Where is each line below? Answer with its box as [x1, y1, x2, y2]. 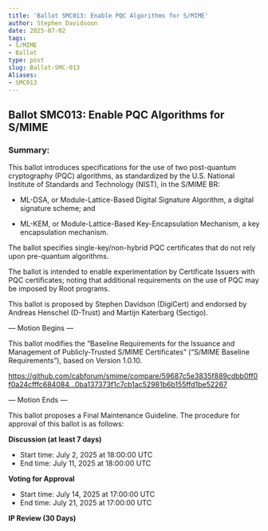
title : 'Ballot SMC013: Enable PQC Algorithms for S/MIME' [8, 11, 209, 20]
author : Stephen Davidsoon [8, 19, 98, 27]
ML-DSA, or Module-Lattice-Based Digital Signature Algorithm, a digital [19, 195, 254, 204]
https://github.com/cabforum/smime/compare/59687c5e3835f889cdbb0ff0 [8, 371, 258, 381]
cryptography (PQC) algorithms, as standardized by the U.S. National [8, 171, 235, 180]
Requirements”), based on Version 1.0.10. [8, 356, 143, 366]
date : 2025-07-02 [8, 26, 66, 34]
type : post [8, 57, 45, 65]
